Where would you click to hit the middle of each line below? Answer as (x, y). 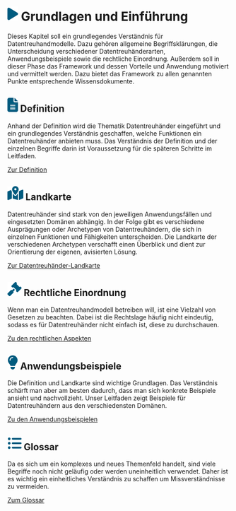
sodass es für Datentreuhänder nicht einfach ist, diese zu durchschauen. (113, 325)
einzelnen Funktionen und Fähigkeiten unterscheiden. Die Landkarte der (112, 237)
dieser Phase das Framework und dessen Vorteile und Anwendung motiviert (118, 66)
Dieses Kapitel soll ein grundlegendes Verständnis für (85, 36)
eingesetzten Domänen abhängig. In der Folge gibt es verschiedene (106, 221)
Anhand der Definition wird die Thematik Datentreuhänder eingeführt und (114, 126)
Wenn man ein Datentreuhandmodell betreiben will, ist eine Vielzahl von (112, 310)
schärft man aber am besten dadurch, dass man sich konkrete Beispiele (112, 391)
